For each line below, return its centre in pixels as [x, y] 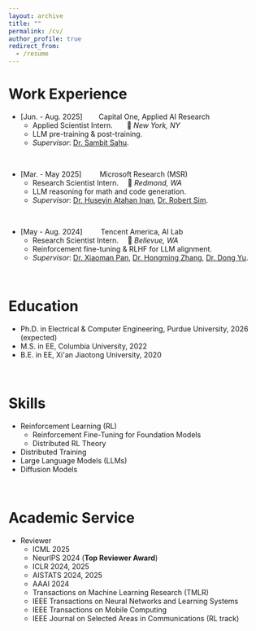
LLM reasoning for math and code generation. [109, 191]
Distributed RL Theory [69, 443]
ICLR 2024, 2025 [61, 566]
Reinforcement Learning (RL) [69, 426]
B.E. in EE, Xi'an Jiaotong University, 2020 [91, 354]
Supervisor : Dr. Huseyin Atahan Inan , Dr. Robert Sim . [120, 199]
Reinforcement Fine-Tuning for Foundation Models [117, 434]
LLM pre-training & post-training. [87, 134]
